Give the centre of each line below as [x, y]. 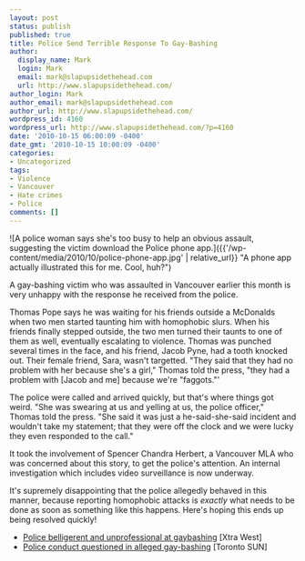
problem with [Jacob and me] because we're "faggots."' [115, 379]
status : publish [40, 26]
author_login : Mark [46, 94]
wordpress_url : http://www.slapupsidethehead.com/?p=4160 [122, 128]
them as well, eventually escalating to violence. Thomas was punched [140, 341]
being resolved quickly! [53, 519]
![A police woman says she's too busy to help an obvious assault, [132, 238]
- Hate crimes [36, 195]
